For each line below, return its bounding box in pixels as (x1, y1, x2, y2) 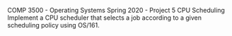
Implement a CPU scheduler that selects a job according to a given (7, 13, 202, 22)
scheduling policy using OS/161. (7, 21, 100, 29)
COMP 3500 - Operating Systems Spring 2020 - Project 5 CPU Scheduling (7, 6, 225, 14)
